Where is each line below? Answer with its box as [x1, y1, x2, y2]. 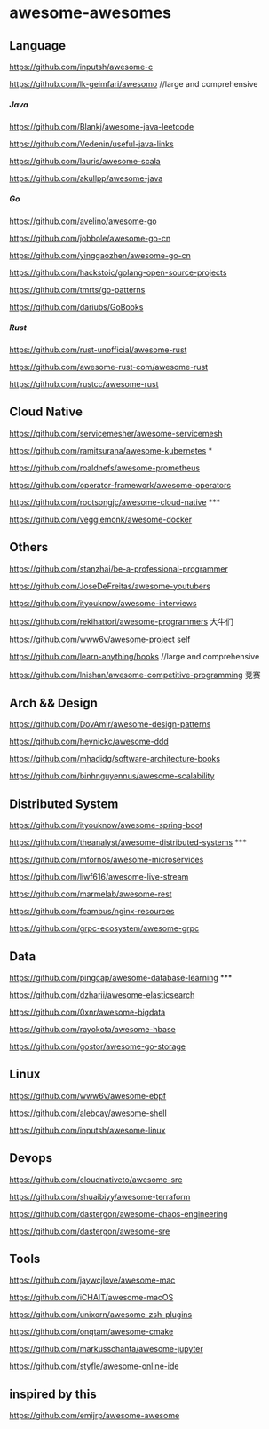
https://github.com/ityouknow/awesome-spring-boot [9, 820, 202, 831]
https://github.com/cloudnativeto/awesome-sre [9, 1174, 183, 1185]
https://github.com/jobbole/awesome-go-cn [9, 233, 171, 243]
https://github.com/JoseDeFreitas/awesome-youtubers [9, 580, 211, 591]
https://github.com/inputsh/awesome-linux [9, 1125, 166, 1135]
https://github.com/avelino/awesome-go [9, 216, 157, 226]
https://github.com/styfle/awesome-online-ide [9, 1361, 179, 1371]
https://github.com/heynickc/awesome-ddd [9, 736, 169, 747]
